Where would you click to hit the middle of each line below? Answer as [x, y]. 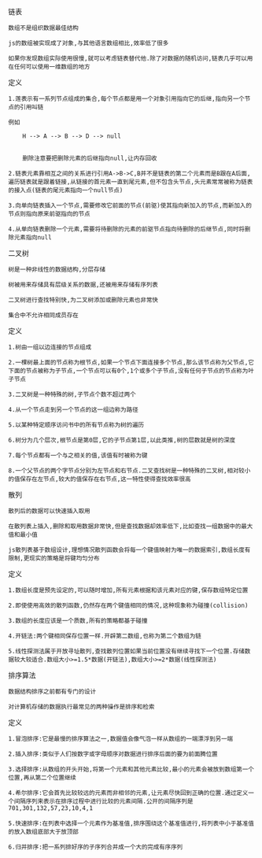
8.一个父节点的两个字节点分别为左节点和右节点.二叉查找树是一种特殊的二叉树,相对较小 [129, 471]
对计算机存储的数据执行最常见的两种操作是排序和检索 [81, 707]
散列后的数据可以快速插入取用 [49, 511]
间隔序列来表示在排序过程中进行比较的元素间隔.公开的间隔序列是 [103, 801]
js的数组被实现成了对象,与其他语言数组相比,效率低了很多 [89, 43]
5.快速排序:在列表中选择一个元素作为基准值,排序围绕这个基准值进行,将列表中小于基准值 [131, 823]
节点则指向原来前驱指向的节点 [49, 214]
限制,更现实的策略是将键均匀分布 [54, 558]
